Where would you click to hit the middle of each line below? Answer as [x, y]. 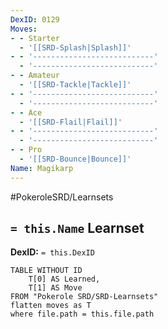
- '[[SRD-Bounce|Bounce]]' [75, 159]
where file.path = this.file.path [82, 314]
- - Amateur [35, 76]
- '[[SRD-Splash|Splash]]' [75, 47]
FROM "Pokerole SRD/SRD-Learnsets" [84, 297]
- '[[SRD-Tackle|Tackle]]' [75, 85]
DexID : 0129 [35, 19]
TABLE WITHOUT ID [46, 271]
